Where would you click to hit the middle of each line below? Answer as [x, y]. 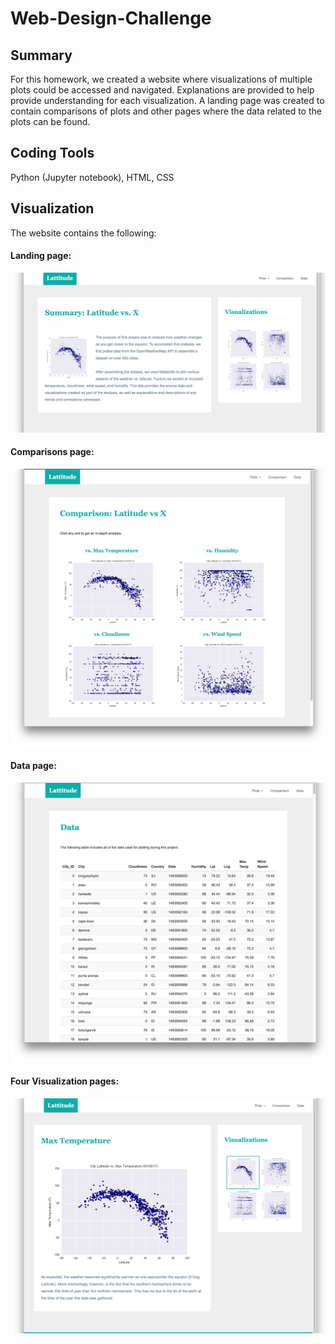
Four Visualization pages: [65, 1081]
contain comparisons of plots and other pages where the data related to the [166, 111]
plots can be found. [50, 121]
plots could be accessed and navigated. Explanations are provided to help [162, 90]
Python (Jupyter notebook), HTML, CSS [92, 177]
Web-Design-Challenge [111, 18]
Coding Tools [52, 153]
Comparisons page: [52, 452]
